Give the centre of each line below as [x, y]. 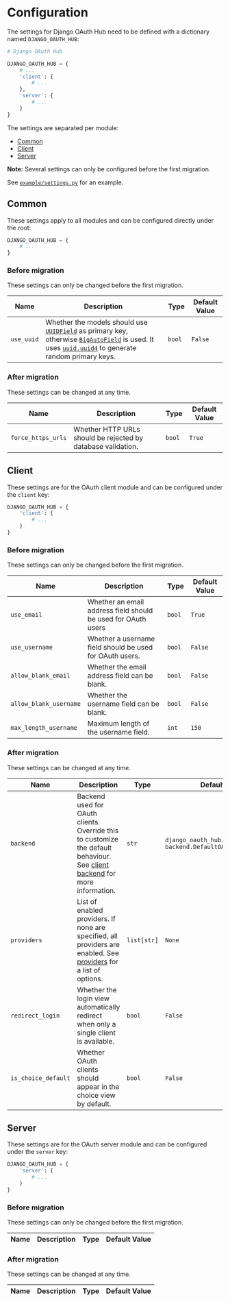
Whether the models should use [97, 322]
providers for [98, 961]
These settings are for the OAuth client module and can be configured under [115, 487]
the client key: [28, 494]
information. [97, 890]
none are [91, 927]
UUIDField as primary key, [87, 331]
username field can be [123, 704]
